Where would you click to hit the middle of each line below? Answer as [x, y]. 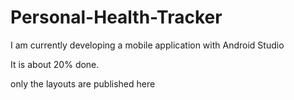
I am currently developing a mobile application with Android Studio [147, 45]
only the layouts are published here [83, 83]
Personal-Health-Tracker [116, 17]
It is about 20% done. [55, 64]
